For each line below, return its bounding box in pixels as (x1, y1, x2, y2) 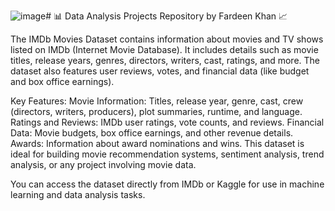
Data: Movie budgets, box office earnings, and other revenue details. (10, 127, 294, 139)
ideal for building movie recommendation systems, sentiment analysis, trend (10, 148, 325, 160)
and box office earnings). (10, 76, 115, 87)
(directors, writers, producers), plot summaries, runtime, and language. (10, 106, 303, 117)
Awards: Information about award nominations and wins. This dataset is (10, 138, 305, 149)
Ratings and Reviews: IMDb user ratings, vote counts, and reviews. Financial (10, 116, 325, 128)
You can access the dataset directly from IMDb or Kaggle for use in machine (10, 178, 325, 190)
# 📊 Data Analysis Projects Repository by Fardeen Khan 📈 (45, 10, 288, 22)
